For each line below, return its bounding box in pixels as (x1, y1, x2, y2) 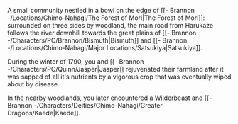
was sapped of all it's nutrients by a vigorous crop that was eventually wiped (7, 72, 232, 81)
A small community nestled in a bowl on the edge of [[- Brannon (7, 6, 195, 14)
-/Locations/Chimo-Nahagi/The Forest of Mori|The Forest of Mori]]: (7, 13, 205, 22)
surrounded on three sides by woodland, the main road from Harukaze (7, 21, 214, 29)
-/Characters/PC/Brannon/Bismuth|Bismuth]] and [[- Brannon (7, 36, 188, 45)
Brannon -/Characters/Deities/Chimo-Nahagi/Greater (7, 101, 163, 109)
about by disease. (7, 80, 60, 88)
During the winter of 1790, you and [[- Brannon (7, 57, 144, 66)
